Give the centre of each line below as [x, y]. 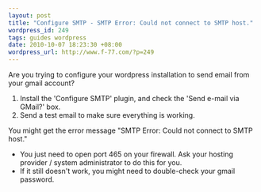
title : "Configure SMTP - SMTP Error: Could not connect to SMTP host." [131, 23]
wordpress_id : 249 [38, 30]
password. [37, 179]
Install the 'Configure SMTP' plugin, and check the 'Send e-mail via [129, 98]
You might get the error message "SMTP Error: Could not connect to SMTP [130, 130]
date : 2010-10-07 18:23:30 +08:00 [65, 45]
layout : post [30, 15]
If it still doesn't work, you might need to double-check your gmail [127, 171]
